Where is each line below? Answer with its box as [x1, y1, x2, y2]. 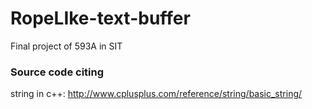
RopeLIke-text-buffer [10, 7, 191, 30]
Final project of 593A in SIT [10, 40, 123, 52]
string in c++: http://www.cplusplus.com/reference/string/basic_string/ [10, 88, 303, 100]
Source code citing [10, 65, 105, 79]
